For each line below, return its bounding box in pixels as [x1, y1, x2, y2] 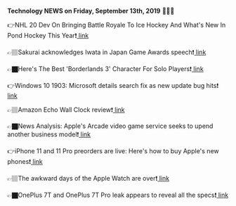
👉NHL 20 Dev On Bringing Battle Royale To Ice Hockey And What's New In [7, 21, 226, 29]
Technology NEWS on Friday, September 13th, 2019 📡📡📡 [7, 7, 175, 15]
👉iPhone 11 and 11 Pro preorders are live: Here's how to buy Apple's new [7, 147, 219, 155]
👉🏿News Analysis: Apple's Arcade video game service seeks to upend [7, 122, 214, 130]
